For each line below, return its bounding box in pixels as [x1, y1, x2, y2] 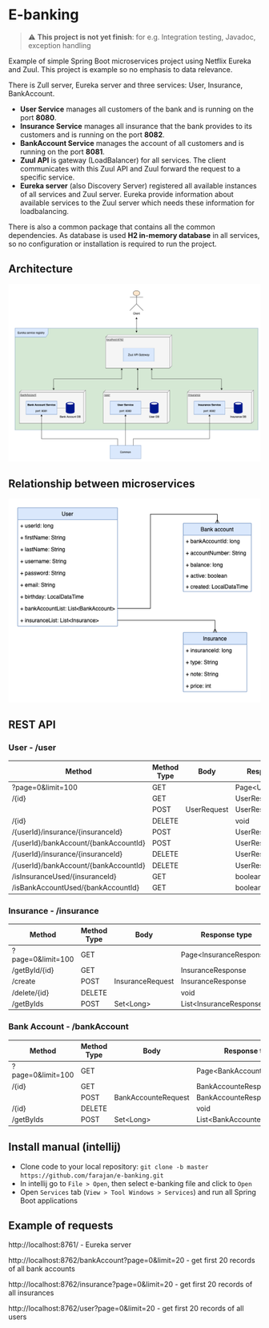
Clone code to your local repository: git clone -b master [19, 1161, 209, 1171]
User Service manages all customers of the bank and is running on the [19, 104, 255, 114]
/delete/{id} [11, 987, 50, 997]
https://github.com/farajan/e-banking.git [19, 1172, 164, 1180]
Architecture [8, 262, 74, 276]
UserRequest [185, 805, 229, 814]
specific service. [19, 172, 75, 182]
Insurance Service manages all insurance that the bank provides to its [19, 121, 252, 131]
